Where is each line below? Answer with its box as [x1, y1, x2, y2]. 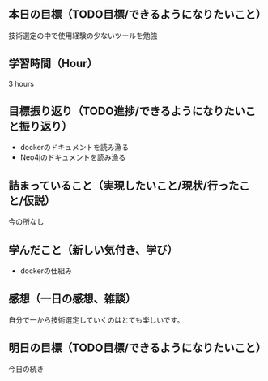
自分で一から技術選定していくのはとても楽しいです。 [8, 315, 185, 324]
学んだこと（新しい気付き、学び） [8, 242, 178, 257]
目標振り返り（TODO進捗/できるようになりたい [8, 105, 245, 118]
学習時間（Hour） [8, 57, 99, 71]
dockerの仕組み [19, 266, 73, 276]
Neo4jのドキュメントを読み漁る [19, 152, 126, 162]
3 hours [8, 79, 35, 88]
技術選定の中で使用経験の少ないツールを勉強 [8, 31, 158, 41]
